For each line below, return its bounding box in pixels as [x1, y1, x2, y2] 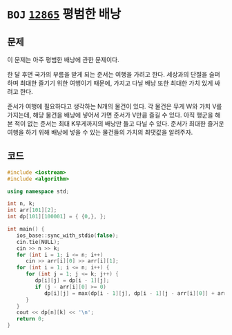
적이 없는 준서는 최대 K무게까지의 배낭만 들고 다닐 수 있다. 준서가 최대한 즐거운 [14, 119, 224, 128]
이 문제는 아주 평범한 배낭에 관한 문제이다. [7, 56, 119, 64]
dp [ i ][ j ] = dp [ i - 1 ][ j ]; [35, 277, 110, 284]
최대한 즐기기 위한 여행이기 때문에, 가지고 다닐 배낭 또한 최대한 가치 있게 [19, 79, 213, 87]
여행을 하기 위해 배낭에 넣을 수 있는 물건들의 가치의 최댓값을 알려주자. [7, 128, 193, 136]
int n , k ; [7, 200, 36, 207]
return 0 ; [16, 316, 45, 323]
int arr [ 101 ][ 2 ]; [7, 207, 57, 214]
